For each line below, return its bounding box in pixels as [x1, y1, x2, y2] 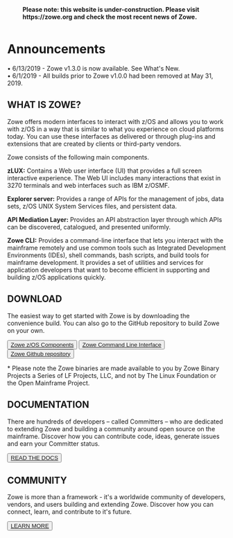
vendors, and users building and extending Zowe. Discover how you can [7, 501, 214, 509]
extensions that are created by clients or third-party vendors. [7, 139, 182, 148]
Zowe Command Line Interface [82, 341, 162, 348]
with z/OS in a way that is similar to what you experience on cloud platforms [7, 125, 224, 133]
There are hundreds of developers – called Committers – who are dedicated [7, 417, 223, 426]
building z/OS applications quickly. [7, 272, 106, 281]
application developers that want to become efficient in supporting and [7, 266, 210, 274]
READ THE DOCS [10, 454, 59, 462]
